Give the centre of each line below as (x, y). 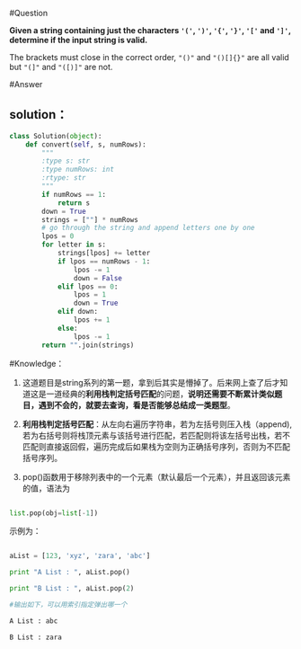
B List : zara (36, 637)
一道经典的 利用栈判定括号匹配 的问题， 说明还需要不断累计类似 (160, 394)
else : (67, 328)
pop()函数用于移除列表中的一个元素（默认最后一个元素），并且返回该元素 (156, 476)
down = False (98, 278)
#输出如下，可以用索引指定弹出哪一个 (68, 605)
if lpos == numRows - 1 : (104, 261)
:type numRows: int (78, 170)
